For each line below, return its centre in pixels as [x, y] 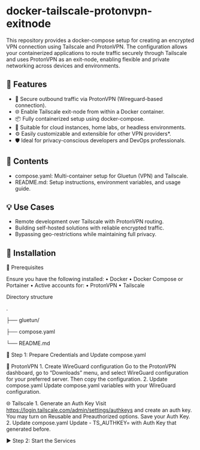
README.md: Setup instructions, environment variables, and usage [98, 182]
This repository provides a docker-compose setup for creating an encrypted [100, 40]
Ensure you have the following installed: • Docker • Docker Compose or [95, 279]
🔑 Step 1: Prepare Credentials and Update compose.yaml [76, 355]
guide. [23, 188]
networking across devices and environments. [63, 65]
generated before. [28, 429]
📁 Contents [28, 162]
